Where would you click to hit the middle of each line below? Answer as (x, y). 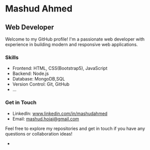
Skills (12, 57)
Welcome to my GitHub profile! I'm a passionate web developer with (75, 39)
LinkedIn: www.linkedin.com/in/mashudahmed (60, 113)
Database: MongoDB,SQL (39, 79)
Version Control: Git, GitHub (41, 84)
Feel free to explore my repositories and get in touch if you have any (75, 128)
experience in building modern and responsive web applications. (72, 44)
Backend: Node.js (30, 73)
